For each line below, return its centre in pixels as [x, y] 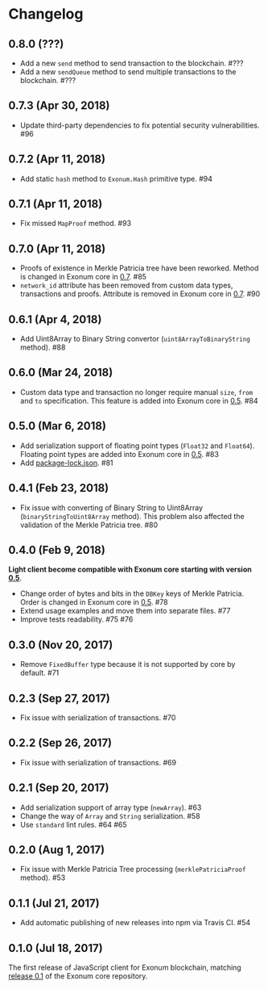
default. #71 [39, 673]
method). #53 [43, 878]
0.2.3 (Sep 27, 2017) [59, 698]
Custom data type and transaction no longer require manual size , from [136, 392]
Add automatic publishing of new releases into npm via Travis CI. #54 [135, 923]
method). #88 [43, 347]
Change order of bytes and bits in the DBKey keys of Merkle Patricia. [132, 593]
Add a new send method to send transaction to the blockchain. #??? [132, 63]
